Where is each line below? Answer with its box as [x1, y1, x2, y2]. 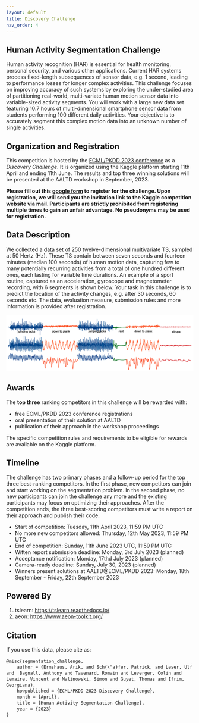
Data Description [6, 230, 70, 240]
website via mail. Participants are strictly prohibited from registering [6, 200, 179, 207]
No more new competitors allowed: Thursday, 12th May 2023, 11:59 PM [14, 530, 189, 537]
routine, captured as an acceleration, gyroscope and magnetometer [6, 277, 172, 284]
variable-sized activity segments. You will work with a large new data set [6, 99, 184, 106]
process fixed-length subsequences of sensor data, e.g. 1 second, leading [6, 73, 188, 80]
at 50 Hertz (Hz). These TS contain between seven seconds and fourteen [6, 252, 186, 259]
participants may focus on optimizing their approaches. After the [6, 499, 165, 506]
